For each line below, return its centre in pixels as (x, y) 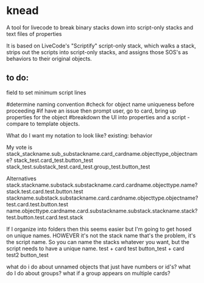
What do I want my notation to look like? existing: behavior (79, 135)
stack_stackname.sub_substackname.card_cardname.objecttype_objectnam (102, 153)
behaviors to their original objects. (49, 58)
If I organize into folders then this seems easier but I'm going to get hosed (99, 229)
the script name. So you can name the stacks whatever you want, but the (98, 242)
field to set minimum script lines (46, 93)
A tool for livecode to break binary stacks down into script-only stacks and (100, 27)
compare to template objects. (43, 124)
